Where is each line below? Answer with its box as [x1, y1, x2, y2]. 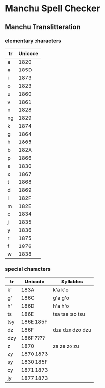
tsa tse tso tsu [52, 311, 85, 317]
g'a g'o [52, 294, 69, 301]
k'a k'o [52, 286, 69, 293]
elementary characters [5, 37, 62, 44]
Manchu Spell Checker [5, 3, 100, 14]
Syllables [61, 278, 83, 285]
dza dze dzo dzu [52, 326, 92, 333]
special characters [5, 265, 51, 272]
